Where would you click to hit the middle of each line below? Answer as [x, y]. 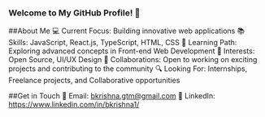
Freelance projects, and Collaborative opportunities [94, 81]
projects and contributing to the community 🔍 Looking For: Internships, [128, 69]
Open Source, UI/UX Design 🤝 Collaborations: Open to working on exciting [133, 60]
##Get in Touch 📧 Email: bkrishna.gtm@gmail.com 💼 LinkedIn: [112, 96]
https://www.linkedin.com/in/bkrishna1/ [74, 105]
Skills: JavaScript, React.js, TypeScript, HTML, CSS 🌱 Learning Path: [123, 43]
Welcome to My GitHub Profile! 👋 [74, 13]
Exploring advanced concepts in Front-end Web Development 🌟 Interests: [132, 51]
